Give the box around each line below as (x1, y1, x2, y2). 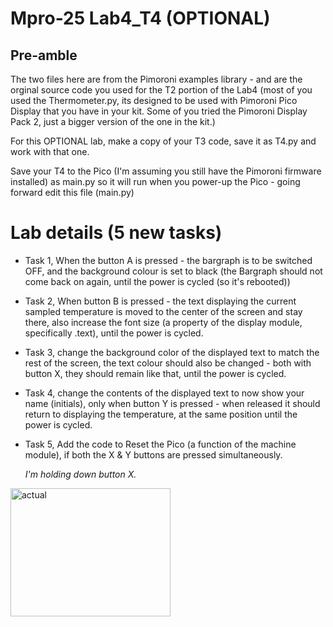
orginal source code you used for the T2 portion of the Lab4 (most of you (10, 84, 313, 96)
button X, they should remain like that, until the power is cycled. (24, 367, 287, 379)
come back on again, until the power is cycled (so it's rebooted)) (24, 275, 291, 287)
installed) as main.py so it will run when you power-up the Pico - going (10, 176, 301, 187)
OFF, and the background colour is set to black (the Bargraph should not (24, 265, 323, 277)
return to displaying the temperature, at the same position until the (24, 408, 298, 420)
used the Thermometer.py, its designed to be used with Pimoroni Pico (10, 95, 298, 106)
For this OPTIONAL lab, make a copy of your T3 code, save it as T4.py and (10, 135, 317, 147)
